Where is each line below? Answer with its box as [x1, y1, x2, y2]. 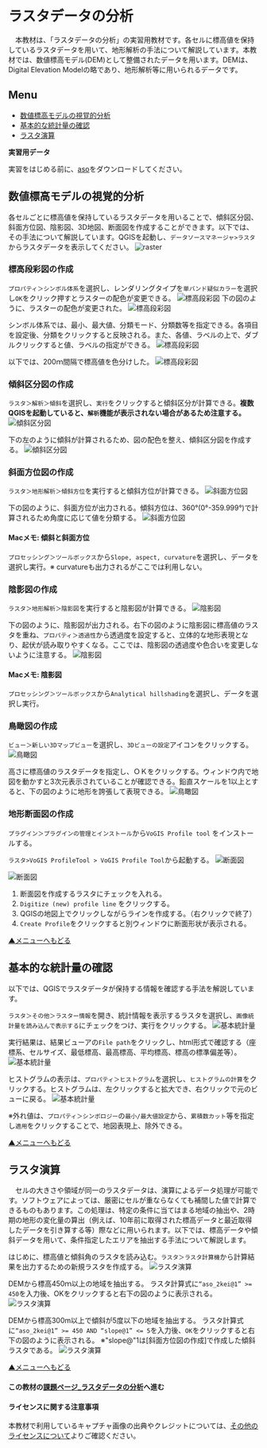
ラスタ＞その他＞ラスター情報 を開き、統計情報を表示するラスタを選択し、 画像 [8, 1010, 249, 1020]
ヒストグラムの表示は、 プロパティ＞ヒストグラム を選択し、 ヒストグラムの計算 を [8, 1074, 250, 1083]
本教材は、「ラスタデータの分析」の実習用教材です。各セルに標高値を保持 [14, 35, 255, 45]
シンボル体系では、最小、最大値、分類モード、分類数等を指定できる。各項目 [8, 319, 259, 330]
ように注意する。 [14, 649, 72, 660]
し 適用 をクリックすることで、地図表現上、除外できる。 [8, 1121, 187, 1130]
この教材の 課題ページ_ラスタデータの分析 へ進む [8, 1382, 165, 1392]
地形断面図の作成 [8, 808, 74, 819]
